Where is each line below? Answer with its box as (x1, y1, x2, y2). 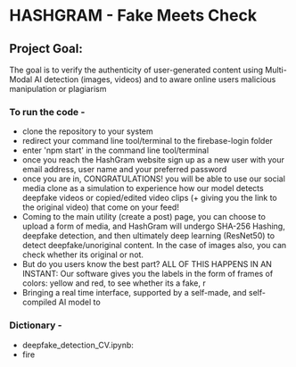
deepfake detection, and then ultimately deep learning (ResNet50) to (21, 230, 275, 241)
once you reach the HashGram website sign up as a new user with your (21, 154, 285, 165)
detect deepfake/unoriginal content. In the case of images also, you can (21, 240, 287, 251)
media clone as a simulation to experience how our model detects (21, 183, 265, 194)
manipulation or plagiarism (9, 84, 107, 94)
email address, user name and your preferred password (21, 164, 227, 175)
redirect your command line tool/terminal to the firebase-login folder (21, 136, 274, 146)
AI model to (58, 296, 101, 308)
